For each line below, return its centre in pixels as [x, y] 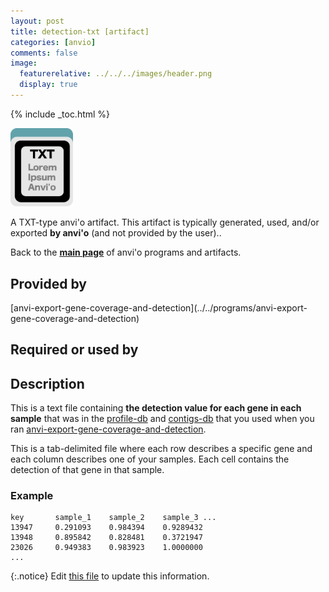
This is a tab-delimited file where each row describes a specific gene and [161, 449]
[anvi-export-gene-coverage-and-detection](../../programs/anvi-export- [159, 307]
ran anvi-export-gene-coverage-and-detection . [108, 429]
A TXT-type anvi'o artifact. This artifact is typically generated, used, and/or [165, 222]
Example [32, 496]
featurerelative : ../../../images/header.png [116, 74]
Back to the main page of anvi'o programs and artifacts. [126, 252]
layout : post [37, 21]
